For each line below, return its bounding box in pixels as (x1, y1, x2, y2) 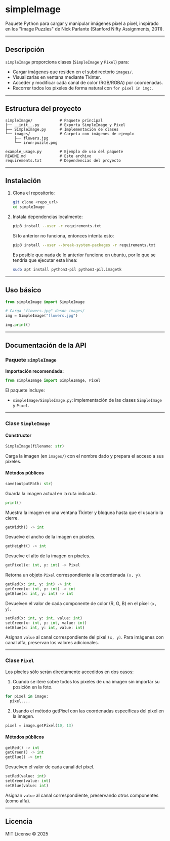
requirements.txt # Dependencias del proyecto (5, 158, 121, 163)
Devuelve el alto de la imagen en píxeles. (5, 553, 91, 559)
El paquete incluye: (5, 387, 45, 393)
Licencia (5, 817, 33, 826)
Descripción (5, 45, 45, 54)
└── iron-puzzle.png (14, 140, 58, 145)
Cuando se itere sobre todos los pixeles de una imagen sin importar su (12, 678, 160, 684)
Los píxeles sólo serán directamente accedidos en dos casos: (5, 669, 134, 675)
